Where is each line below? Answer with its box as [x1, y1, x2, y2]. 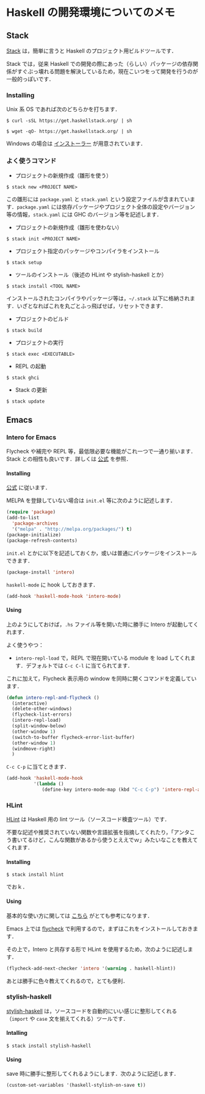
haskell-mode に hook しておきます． [6, 581, 99, 588]
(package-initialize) [6, 531, 62, 538]
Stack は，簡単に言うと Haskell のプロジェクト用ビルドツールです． [6, 47, 177, 54]
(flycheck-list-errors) [12, 711, 72, 718]
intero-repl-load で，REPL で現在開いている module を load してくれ [15, 654, 190, 661]
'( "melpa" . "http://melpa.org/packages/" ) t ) [12, 526, 132, 533]
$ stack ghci [6, 375, 40, 381]
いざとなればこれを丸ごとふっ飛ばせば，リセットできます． [16, 302, 167, 309]
